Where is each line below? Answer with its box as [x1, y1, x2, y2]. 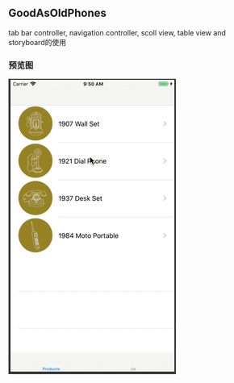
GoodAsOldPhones [8, 6, 107, 20]
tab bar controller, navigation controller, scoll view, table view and [8, 27, 226, 37]
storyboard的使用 [8, 37, 67, 47]
